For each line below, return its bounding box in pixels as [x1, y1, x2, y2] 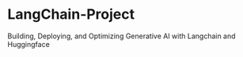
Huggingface [7, 39, 51, 48]
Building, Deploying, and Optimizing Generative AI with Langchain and [7, 31, 236, 41]
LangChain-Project [7, 5, 135, 23]
